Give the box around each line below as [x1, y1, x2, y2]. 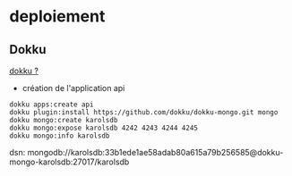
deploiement [9, 6, 106, 27]
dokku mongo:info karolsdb [9, 131, 110, 140]
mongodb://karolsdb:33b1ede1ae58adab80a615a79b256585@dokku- [27, 147, 284, 157]
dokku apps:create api [9, 100, 94, 109]
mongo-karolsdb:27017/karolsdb [9, 156, 130, 167]
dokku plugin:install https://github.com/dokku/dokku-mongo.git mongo [9, 108, 279, 117]
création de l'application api [21, 83, 125, 93]
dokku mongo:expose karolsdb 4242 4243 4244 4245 [9, 123, 199, 132]
